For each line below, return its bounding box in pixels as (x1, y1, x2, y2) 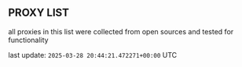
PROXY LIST (8, 6, 69, 19)
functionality (8, 35, 49, 44)
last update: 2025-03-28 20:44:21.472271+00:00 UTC (8, 50, 178, 59)
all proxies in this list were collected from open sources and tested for (8, 26, 234, 36)
